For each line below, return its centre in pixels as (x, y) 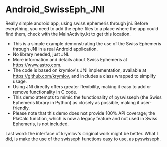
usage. (20, 81)
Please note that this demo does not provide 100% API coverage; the (84, 113)
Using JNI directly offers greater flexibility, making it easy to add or (82, 86)
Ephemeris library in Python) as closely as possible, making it (76, 102)
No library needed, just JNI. (41, 54)
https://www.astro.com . (37, 65)
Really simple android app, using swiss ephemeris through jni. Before (77, 23)
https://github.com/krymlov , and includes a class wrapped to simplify (84, 76)
